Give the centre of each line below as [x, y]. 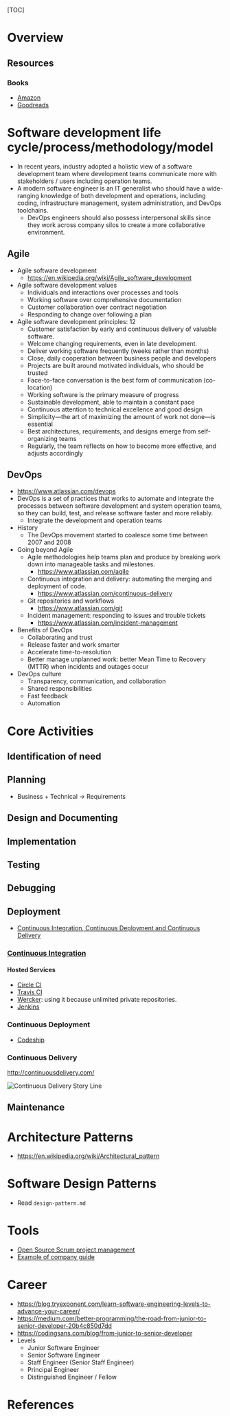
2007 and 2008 [49, 542]
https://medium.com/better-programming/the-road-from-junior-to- [112, 1319]
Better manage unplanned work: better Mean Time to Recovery [116, 659]
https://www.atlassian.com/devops [66, 491]
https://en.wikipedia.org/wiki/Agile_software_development [110, 277]
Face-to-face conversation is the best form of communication [115, 380]
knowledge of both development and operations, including [123, 195]
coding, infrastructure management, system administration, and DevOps [119, 203]
